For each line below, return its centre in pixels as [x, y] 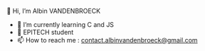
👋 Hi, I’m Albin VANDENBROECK [54, 11]
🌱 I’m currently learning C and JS [65, 24]
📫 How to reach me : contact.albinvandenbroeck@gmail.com [107, 40]
